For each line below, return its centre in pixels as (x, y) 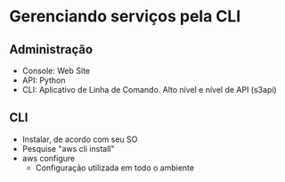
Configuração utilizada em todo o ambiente (114, 168)
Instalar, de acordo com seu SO (80, 139)
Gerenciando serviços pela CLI (125, 17)
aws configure (49, 158)
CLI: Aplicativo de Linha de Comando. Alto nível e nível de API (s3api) (150, 90)
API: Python (44, 80)
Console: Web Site (56, 70)
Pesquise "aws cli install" (68, 148)
